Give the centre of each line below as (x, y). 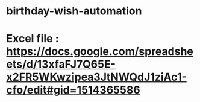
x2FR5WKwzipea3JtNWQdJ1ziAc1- (96, 77)
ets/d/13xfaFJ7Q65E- (61, 64)
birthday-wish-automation (74, 11)
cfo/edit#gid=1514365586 (73, 90)
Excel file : (33, 39)
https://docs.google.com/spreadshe (100, 52)
